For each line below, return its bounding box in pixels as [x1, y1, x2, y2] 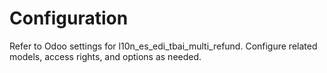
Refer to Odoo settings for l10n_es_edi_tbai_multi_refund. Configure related [9, 40, 318, 52]
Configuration [9, 7, 129, 30]
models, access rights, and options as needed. [9, 50, 202, 62]
